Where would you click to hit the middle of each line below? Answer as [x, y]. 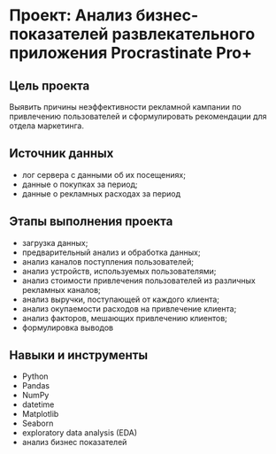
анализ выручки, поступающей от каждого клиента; [120, 299]
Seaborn [38, 423]
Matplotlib [40, 414]
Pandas [36, 386]
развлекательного [184, 34]
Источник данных [61, 154]
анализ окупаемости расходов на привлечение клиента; [129, 308]
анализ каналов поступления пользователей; [108, 261]
